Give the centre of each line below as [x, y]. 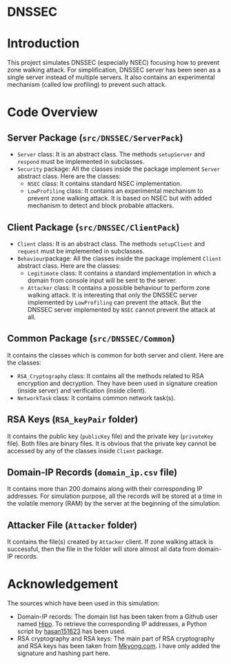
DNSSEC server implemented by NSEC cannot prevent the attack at [121, 309]
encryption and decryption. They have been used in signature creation [117, 383]
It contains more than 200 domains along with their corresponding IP [105, 489]
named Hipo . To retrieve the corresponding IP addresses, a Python [112, 624]
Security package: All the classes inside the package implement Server [119, 169]
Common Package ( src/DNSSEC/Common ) [91, 339]
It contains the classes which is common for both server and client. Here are [115, 355]
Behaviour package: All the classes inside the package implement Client [119, 258]
